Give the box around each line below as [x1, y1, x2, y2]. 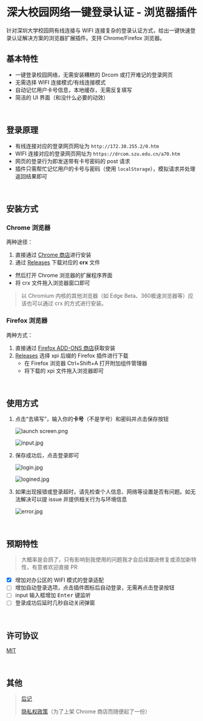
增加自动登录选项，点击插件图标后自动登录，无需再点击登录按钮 [15, 584, 175, 591]
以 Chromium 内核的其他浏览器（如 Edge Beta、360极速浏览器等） [21, 292, 188, 300]
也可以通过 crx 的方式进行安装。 [26, 300, 107, 307]
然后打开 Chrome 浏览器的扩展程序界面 [15, 272, 113, 279]
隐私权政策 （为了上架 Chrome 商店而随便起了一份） [21, 708, 151, 716]
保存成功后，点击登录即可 [15, 452, 79, 459]
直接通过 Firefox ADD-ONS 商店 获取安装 [15, 344, 116, 352]
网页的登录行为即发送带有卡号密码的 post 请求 [15, 157, 130, 164]
